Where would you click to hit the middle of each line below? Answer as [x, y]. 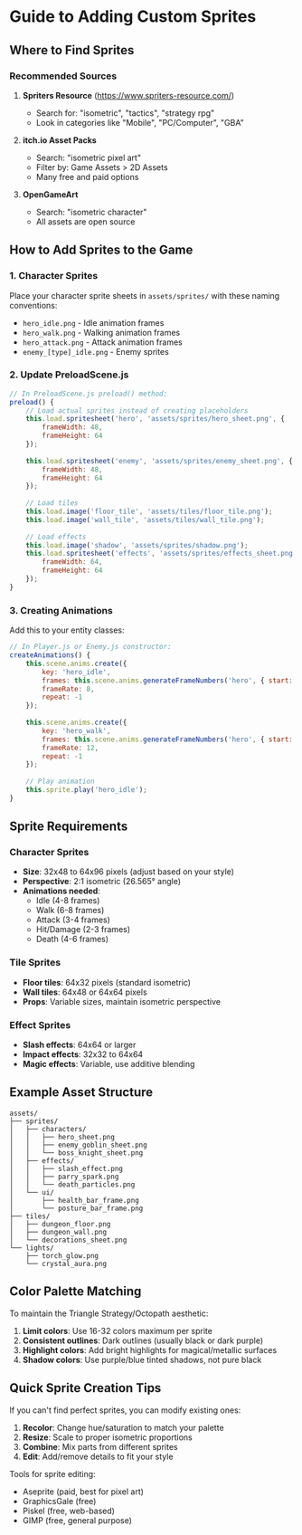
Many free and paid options [87, 176]
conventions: [33, 305]
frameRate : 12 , [71, 748]
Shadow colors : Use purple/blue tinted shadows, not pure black [142, 1359]
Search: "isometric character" [91, 212]
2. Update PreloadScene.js [69, 375]
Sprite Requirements [69, 827]
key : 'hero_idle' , [76, 672]
